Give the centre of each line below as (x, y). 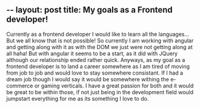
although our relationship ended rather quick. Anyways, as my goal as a (96, 59)
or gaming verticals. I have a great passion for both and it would (114, 86)
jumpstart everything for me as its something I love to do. (78, 98)
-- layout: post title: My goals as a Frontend (89, 10)
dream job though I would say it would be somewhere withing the (88, 79)
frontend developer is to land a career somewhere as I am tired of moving (98, 66)
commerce (20, 86)
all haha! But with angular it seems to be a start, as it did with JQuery (92, 53)
